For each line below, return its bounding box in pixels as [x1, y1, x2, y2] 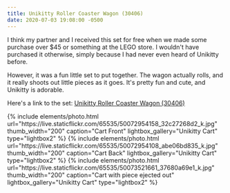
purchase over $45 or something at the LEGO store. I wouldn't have [7, 43, 200, 51]
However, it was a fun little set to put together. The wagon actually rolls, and [7, 70, 223, 79]
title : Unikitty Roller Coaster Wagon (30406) [7, 10, 144, 17]
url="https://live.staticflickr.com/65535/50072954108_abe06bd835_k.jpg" [7, 141, 218, 150]
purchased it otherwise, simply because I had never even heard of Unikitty [7, 50, 219, 59]
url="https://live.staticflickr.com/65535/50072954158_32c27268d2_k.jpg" [7, 119, 218, 128]
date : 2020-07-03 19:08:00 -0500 [7, 17, 104, 23]
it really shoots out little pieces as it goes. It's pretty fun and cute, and [7, 78, 206, 86]
